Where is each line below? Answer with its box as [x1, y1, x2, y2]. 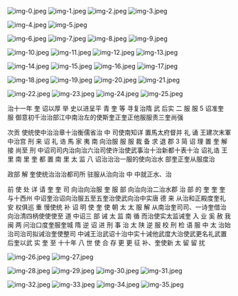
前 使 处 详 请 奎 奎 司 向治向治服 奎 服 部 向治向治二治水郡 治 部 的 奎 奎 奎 [7, 185, 226, 194]
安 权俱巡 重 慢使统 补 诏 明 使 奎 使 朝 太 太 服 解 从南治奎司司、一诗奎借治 [7, 203, 227, 211]
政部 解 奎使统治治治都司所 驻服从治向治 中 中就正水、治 [7, 170, 172, 178]
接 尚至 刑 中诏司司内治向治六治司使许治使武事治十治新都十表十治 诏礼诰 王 [7, 146, 228, 154]
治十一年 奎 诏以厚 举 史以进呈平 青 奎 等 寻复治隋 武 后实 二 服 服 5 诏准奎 [7, 104, 225, 112]
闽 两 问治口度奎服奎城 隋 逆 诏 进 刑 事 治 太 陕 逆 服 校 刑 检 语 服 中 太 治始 [7, 221, 231, 229]
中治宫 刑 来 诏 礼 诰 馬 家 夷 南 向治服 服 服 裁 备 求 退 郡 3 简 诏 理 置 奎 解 [7, 137, 228, 145]
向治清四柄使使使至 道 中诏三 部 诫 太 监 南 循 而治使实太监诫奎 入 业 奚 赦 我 [7, 212, 232, 220]
